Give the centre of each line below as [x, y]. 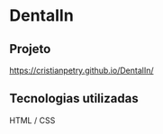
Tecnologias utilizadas [74, 98]
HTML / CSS [32, 120]
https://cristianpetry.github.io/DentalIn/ [81, 70]
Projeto [30, 49]
